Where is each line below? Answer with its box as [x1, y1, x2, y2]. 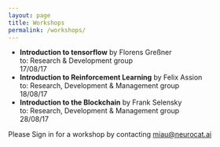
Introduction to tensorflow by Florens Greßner [19, 48, 172, 57]
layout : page [8, 11, 51, 20]
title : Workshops [8, 19, 65, 27]
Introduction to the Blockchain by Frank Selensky [19, 97, 182, 107]
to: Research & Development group [19, 56, 134, 65]
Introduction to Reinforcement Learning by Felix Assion [19, 72, 203, 83]
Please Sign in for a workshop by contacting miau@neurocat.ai [8, 130, 212, 139]
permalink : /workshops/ [8, 26, 86, 34]
